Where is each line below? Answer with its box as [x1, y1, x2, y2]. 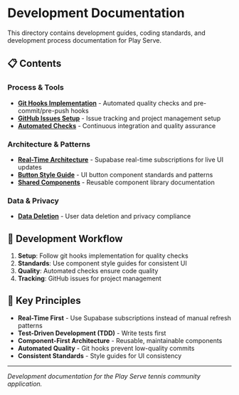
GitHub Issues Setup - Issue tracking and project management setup [17, 114, 221, 122]
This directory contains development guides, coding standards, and [7, 28, 206, 37]
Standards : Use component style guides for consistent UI [17, 259, 187, 268]
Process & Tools [7, 83, 64, 93]
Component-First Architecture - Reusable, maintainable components [17, 336, 223, 344]
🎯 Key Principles [7, 295, 82, 307]
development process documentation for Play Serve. [7, 36, 162, 44]
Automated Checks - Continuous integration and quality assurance [17, 121, 216, 130]
